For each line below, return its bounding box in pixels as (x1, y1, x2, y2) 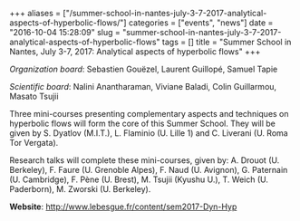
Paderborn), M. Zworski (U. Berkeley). (9, 184, 151, 194)
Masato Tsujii (9, 91, 59, 101)
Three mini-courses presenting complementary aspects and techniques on (9, 109, 289, 119)
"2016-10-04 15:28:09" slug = (9, 27, 121, 37)
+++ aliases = (9, 8, 62, 18)
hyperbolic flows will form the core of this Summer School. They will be (9, 118, 276, 129)
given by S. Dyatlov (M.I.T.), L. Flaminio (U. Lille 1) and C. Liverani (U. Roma (9, 128, 288, 139)
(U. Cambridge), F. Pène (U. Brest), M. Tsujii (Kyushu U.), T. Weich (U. (9, 174, 269, 185)
